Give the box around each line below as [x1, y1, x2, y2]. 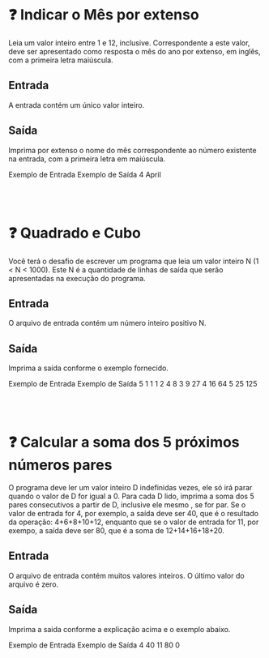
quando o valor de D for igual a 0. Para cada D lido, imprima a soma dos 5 [8, 491, 254, 502]
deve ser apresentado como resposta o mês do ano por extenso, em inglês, [8, 46, 261, 56]
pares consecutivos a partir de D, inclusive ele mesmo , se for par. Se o [8, 500, 246, 510]
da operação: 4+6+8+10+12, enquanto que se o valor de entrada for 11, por [8, 517, 259, 527]
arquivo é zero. [8, 579, 59, 589]
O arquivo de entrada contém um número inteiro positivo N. [8, 318, 207, 328]
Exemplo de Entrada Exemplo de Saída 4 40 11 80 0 [8, 640, 181, 650]
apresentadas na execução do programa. [8, 273, 146, 283]
